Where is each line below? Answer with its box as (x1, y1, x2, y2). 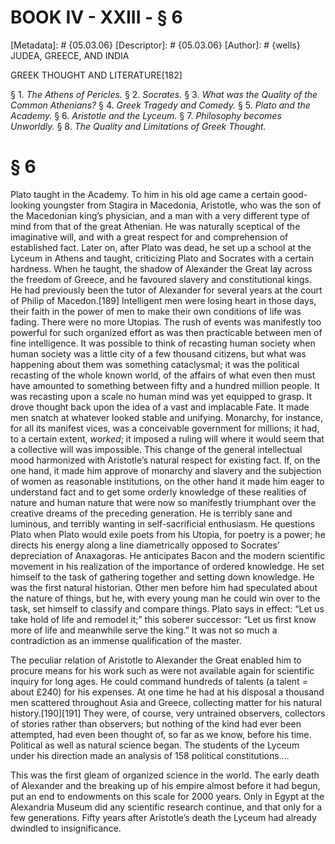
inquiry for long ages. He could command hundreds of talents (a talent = (10, 675, 308, 687)
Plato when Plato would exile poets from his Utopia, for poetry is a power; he (10, 528, 326, 540)
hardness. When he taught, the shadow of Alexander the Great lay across (10, 262, 313, 275)
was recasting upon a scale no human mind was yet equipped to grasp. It (10, 390, 313, 402)
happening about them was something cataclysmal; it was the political (10, 358, 300, 370)
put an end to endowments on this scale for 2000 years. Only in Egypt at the (10, 790, 325, 802)
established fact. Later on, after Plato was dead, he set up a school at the (10, 241, 312, 253)
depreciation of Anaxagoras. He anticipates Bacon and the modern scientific (10, 549, 326, 561)
